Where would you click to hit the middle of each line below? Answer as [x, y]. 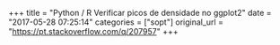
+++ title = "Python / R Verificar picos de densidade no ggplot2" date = [140, 13]
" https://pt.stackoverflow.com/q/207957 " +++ [93, 31]
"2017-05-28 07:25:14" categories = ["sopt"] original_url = [116, 22]
